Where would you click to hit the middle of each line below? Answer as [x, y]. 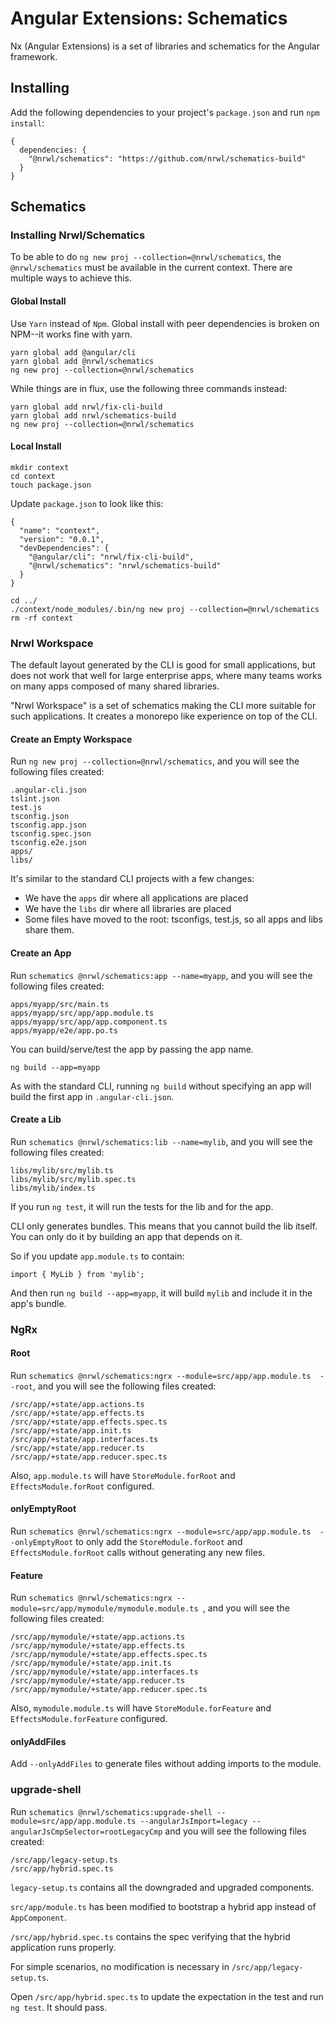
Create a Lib [36, 1119]
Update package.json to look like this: [87, 503]
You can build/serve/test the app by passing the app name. [132, 1049]
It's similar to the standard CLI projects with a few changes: [132, 879]
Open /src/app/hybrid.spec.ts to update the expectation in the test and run [167, 1996]
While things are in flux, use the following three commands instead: [149, 388]
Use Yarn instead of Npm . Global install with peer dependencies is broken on [165, 323]
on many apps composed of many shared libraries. [115, 686]
